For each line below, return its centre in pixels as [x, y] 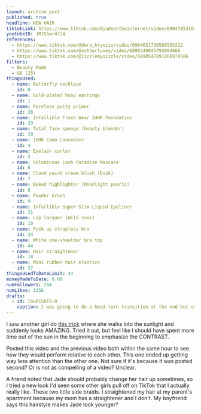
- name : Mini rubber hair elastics [56, 262]
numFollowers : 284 [29, 285]
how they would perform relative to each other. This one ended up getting [97, 355]
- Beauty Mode [29, 67]
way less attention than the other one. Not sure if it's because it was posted [99, 361]
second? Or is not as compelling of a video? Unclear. [71, 367]
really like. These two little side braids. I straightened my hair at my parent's [99, 392]
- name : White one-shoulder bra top [57, 240]
